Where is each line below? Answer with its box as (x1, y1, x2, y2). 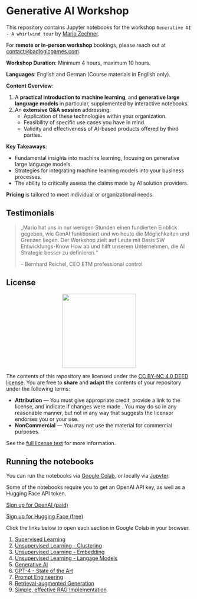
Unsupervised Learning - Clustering (14, 542, 102, 549)
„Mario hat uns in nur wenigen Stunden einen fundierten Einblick (20, 224, 178, 231)
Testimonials (6, 208, 55, 218)
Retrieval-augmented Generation (14, 580, 94, 587)
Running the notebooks (6, 456, 94, 466)
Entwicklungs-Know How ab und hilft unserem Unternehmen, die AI (20, 243, 185, 250)
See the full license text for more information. (6, 439, 116, 446)
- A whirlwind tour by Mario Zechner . (6, 30, 100, 37)
